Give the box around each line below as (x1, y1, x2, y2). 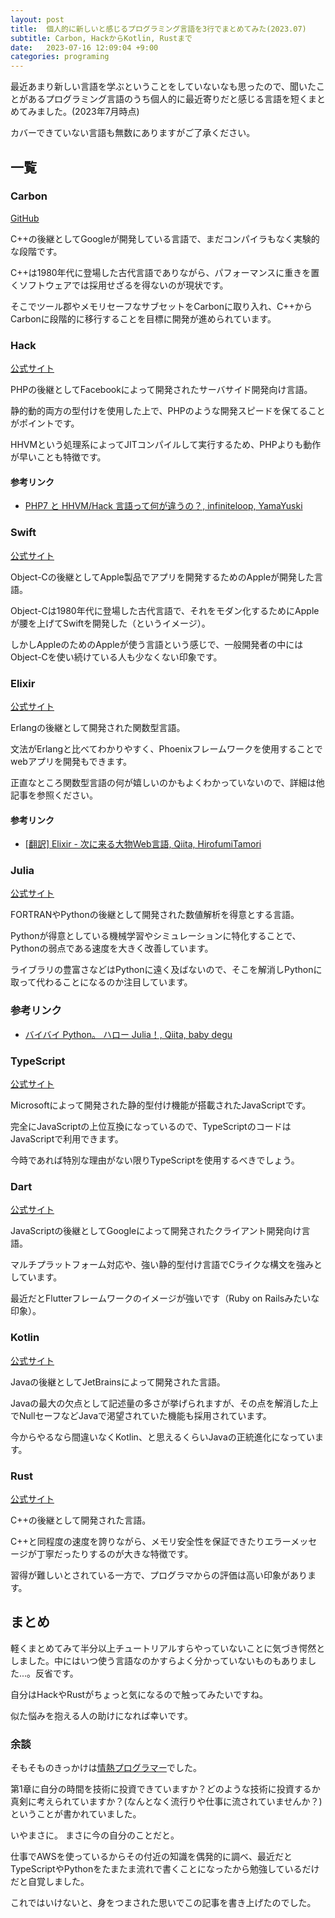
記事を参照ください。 (10, 789, 98, 801)
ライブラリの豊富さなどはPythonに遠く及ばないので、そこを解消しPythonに (10, 964, 323, 976)
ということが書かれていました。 (10, 1808, 142, 1820)
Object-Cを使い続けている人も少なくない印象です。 (10, 651, 223, 663)
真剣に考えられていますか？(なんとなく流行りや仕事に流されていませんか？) (10, 1796, 323, 1807)
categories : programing (10, 52, 110, 62)
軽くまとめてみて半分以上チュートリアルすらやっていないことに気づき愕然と (10, 1642, 326, 1654)
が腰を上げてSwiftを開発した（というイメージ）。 (10, 617, 211, 629)
